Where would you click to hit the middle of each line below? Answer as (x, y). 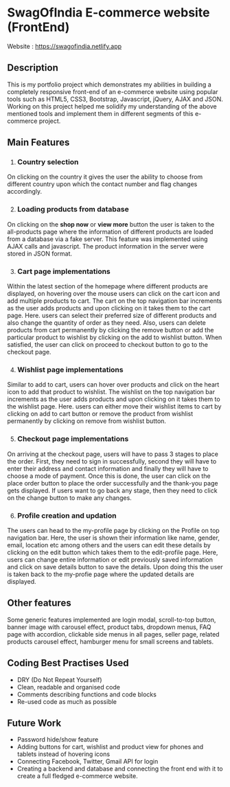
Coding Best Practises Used (68, 663)
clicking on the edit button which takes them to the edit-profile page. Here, (113, 552)
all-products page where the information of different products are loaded (110, 231)
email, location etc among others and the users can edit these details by (109, 545)
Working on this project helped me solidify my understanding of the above (112, 106)
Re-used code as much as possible (67, 701)
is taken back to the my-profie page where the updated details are (101, 574)
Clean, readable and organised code (68, 687)
